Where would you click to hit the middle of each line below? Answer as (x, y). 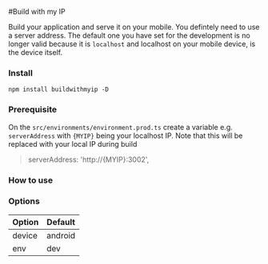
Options (24, 201)
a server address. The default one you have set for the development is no (129, 35)
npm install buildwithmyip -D (59, 90)
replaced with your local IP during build (73, 144)
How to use (31, 180)
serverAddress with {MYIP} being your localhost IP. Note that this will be (126, 136)
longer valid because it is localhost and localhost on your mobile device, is (132, 44)
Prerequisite (33, 109)
